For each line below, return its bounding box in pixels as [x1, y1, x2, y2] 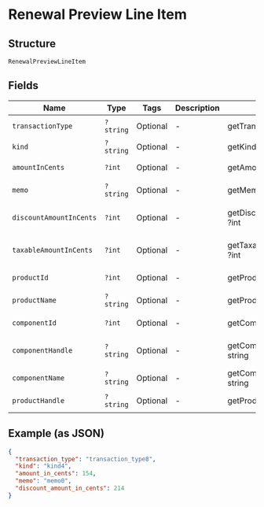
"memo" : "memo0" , [15, 477, 72, 485]
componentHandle [12, 346, 73, 355]
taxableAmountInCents [12, 246, 93, 254]
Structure [8, 37, 57, 50]
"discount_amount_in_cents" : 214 [15, 484, 125, 492]
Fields [8, 79, 39, 92]
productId [12, 273, 49, 282]
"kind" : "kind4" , [15, 462, 72, 470]
